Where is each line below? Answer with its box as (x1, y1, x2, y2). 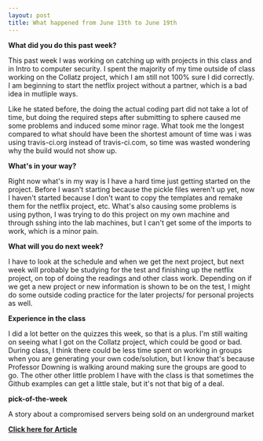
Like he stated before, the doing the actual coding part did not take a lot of (8, 104, 249, 114)
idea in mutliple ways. (8, 89, 79, 98)
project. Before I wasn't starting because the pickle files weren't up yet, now (8, 184, 255, 194)
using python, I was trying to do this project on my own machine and (8, 210, 230, 219)
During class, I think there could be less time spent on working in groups (8, 345, 243, 355)
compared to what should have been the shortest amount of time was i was (8, 129, 252, 138)
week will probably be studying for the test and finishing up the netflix (8, 264, 234, 275)
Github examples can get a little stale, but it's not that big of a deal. (8, 378, 225, 388)
